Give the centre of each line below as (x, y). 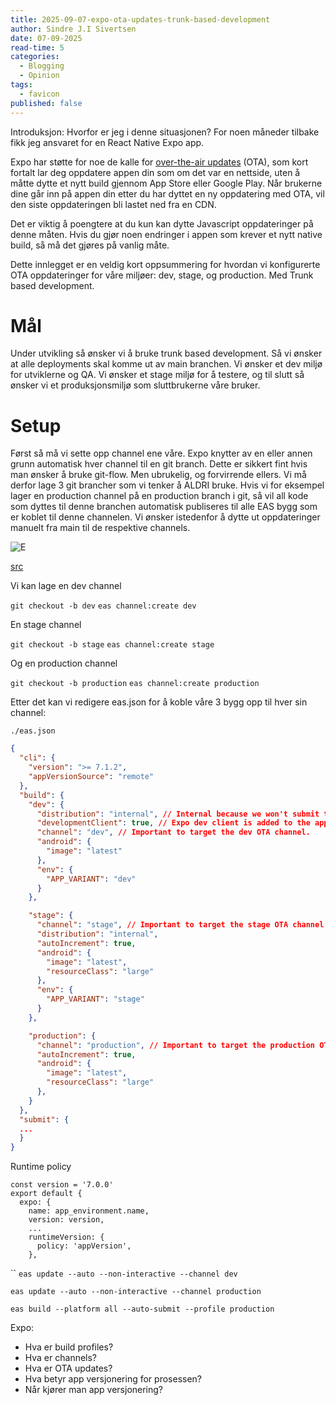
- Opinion (39, 76)
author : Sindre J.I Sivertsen (73, 29)
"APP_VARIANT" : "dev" (91, 879)
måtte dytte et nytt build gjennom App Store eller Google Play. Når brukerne (166, 183)
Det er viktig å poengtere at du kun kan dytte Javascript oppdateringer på (162, 223)
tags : (21, 85)
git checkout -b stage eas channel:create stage (112, 645)
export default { (46, 1194)
